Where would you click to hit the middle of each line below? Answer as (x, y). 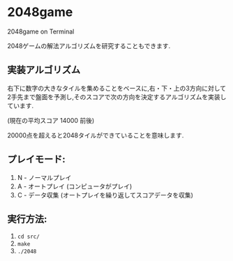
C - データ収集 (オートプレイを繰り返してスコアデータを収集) (105, 195)
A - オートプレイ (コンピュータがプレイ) (75, 186)
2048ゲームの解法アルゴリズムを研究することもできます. (89, 45)
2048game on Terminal (41, 31)
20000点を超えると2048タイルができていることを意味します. (96, 135)
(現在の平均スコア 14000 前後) (51, 120)
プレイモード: (37, 159)
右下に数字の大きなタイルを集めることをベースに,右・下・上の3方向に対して (117, 88)
